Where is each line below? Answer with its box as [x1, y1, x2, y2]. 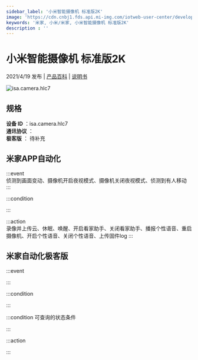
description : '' [6, 25, 49, 31]
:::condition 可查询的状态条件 [6, 313, 77, 320]
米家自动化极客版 [6, 251, 68, 261]
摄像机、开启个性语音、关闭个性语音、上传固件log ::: [6, 232, 134, 239]
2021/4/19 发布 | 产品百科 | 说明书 [6, 73, 88, 80]
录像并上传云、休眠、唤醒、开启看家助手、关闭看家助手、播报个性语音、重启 [6, 225, 192, 232]
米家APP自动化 [6, 154, 61, 164]
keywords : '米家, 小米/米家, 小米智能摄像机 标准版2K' [6, 19, 130, 25]
